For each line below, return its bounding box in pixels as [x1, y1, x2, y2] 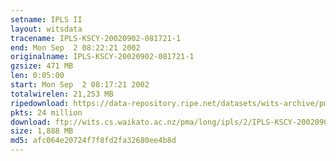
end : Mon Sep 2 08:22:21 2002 [10, 42, 141, 53]
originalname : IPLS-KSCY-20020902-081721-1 [10, 52, 195, 62]
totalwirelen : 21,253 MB [10, 89, 114, 99]
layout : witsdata [10, 24, 83, 34]
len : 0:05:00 [10, 71, 65, 81]
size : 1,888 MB [10, 126, 74, 136]
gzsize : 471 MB [10, 61, 74, 71]
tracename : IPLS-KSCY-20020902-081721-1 [10, 33, 182, 43]
